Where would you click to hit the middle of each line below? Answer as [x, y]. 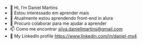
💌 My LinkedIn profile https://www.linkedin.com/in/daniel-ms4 [73, 36]
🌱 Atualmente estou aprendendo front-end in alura [61, 18]
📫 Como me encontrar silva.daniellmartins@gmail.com [66, 29]
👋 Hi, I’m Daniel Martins [34, 8]
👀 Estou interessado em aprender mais [49, 13]
